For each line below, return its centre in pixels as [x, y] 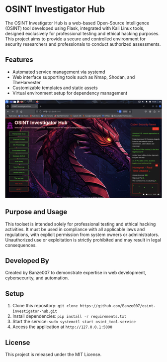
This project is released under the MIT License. [53, 354]
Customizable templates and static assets [55, 88]
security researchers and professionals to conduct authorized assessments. [83, 44]
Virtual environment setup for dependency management [70, 93]
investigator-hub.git [35, 311]
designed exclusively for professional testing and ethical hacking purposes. [83, 33]
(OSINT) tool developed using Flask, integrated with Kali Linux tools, [75, 28]
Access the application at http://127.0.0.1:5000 [62, 327]
